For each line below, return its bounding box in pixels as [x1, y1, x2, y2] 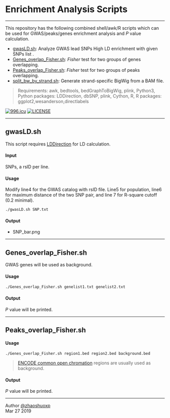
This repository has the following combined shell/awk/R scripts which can [5, 25, 159, 31]
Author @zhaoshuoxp [5, 403, 51, 409]
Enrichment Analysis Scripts [5, 4, 128, 15]
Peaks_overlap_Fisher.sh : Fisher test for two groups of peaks [12, 67, 140, 73]
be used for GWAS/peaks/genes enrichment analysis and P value [5, 30, 142, 36]
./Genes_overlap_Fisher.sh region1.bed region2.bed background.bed [5, 351, 151, 356]
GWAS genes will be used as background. [5, 262, 93, 268]
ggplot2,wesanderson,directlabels [17, 98, 89, 104]
